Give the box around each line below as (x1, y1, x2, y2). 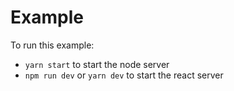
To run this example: (10, 39, 95, 51)
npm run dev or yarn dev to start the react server (24, 69, 224, 81)
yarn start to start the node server (24, 58, 170, 70)
